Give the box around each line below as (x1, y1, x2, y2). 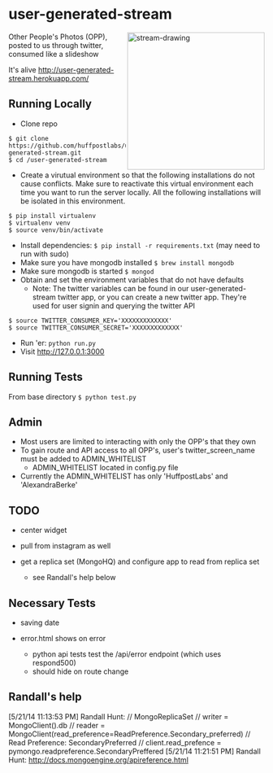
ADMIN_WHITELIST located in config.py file (32, 463, 179, 473)
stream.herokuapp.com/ (8, 73, 89, 83)
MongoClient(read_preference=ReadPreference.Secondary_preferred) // (8, 729, 251, 739)
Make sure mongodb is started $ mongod (19, 266, 154, 276)
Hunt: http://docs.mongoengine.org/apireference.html (8, 754, 189, 765)
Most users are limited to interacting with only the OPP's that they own (19, 437, 256, 447)
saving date (19, 618, 59, 627)
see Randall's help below (32, 573, 116, 583)
